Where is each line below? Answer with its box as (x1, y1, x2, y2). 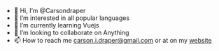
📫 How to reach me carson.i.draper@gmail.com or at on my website (13, 37, 212, 44)
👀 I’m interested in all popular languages (13, 14, 130, 22)
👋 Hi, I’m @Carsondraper (13, 7, 86, 14)
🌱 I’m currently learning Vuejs (13, 21, 99, 29)
